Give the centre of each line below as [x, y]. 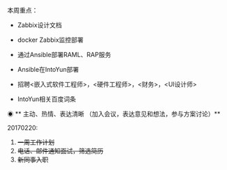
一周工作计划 [36, 142]
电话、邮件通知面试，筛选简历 [60, 151]
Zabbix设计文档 [39, 25]
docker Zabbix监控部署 [50, 40]
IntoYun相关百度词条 [46, 99]
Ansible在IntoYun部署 [48, 69]
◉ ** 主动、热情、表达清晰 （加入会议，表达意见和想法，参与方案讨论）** [114, 114]
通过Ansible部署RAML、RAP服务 [64, 55]
